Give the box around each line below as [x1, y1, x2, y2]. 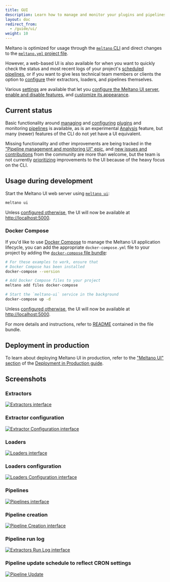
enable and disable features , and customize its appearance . [5, 92, 130, 98]
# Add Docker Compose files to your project [5, 278, 101, 283]
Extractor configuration [5, 414, 64, 422]
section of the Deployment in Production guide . [5, 360, 104, 366]
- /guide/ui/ [10, 26, 37, 31]
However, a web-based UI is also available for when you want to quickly [5, 60, 155, 66]
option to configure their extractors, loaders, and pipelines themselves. [5, 77, 153, 82]
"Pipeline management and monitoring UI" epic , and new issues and [5, 146, 147, 152]
